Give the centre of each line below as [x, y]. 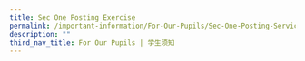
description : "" [40, 34]
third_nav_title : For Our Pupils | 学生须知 [92, 43]
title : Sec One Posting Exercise [73, 17]
